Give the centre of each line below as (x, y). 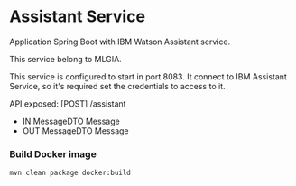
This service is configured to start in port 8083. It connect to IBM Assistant (148, 76)
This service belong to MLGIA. (65, 59)
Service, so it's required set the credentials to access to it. (117, 86)
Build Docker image (53, 153)
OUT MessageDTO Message (75, 130)
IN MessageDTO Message (71, 121)
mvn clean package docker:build (70, 173)
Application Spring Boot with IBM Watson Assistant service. (120, 42)
